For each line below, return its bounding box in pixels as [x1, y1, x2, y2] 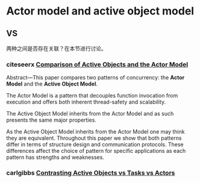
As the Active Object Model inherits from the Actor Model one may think [6, 128, 185, 135]
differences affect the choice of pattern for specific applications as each [6, 147, 186, 155]
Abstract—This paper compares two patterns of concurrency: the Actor [6, 74, 185, 81]
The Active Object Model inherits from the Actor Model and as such [6, 110, 174, 117]
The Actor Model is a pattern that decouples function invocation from [6, 92, 178, 99]
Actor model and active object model [6, 4, 195, 18]
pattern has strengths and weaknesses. [6, 154, 104, 161]
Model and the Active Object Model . [6, 80, 98, 88]
